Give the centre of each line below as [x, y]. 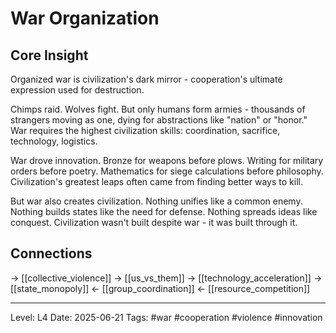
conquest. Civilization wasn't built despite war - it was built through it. [154, 222]
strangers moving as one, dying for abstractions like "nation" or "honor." [159, 120]
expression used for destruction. [77, 90]
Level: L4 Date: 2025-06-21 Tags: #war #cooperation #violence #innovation [166, 317]
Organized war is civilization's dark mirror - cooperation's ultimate [146, 79]
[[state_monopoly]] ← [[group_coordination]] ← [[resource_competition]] [160, 288]
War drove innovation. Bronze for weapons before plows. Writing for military [167, 160]
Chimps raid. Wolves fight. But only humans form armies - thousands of [158, 109]
